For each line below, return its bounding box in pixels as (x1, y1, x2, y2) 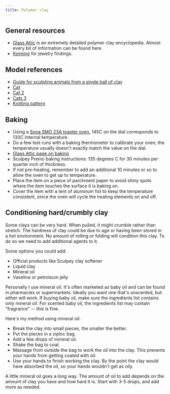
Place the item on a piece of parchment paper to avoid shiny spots (12, 178, 152, 184)
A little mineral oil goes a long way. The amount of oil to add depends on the (5, 373, 164, 379)
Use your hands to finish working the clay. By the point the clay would (12, 357, 159, 364)
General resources (5, 26, 65, 35)
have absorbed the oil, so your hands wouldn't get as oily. (12, 363, 133, 369)
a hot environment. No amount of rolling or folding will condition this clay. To (5, 233, 165, 239)
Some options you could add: (5, 248, 67, 254)
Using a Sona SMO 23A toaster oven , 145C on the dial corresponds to (12, 129, 159, 135)
